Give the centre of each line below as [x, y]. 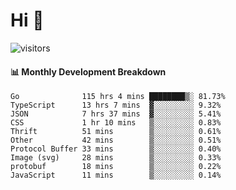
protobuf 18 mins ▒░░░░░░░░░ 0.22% [116, 167]
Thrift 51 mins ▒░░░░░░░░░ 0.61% [116, 132]
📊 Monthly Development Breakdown [88, 71]
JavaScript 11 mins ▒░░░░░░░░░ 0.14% [116, 175]
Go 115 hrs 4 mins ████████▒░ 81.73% [118, 97]
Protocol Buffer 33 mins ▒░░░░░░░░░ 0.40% [116, 149]
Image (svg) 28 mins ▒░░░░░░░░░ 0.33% [116, 158]
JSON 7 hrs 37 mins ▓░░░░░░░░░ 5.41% [116, 114]
